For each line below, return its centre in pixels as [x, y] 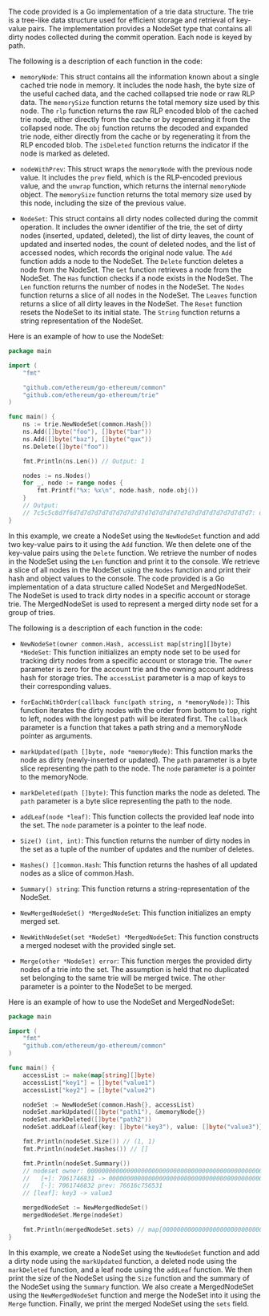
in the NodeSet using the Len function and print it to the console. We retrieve [134, 561]
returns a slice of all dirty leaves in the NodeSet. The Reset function [131, 304]
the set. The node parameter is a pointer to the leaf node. [113, 824]
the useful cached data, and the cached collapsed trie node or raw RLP [137, 94]
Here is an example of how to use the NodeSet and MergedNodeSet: [121, 1002]
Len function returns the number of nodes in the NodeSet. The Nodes [132, 287]
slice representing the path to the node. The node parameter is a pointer [138, 768]
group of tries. [32, 612]
